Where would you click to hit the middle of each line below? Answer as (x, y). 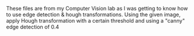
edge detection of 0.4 (33, 27)
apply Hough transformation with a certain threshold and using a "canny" (96, 21)
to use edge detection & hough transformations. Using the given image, (93, 15)
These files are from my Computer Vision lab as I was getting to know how (97, 8)
